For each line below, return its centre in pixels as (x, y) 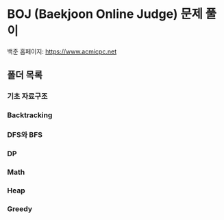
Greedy (20, 208)
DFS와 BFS (25, 135)
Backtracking (30, 115)
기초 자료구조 (27, 97)
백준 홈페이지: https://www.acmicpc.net (62, 51)
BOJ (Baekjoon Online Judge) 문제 (105, 14)
